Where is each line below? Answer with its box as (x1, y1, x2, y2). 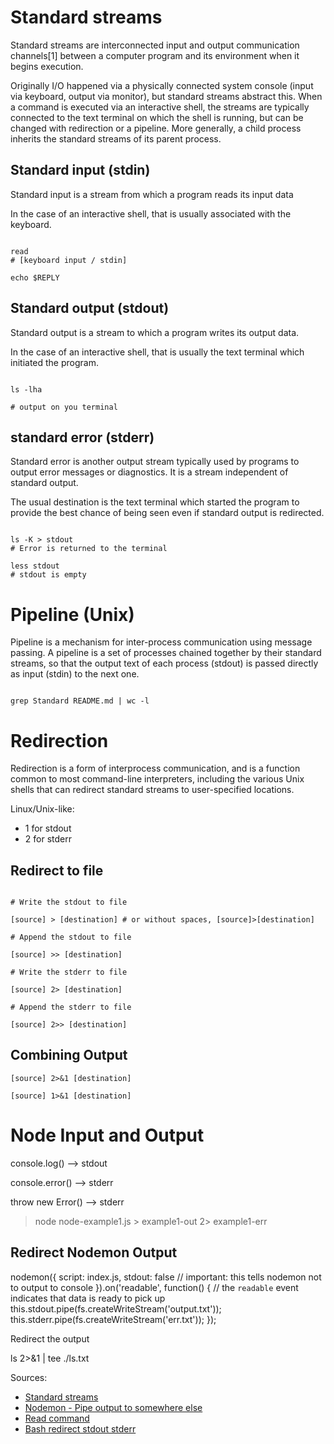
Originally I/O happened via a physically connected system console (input (10, 79, 314, 91)
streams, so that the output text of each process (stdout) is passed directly (10, 657, 319, 670)
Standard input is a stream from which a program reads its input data (10, 188, 294, 200)
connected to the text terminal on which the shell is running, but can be (10, 111, 304, 123)
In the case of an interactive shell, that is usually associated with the (10, 207, 292, 220)
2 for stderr (24, 833, 72, 845)
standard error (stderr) (10, 429, 155, 446)
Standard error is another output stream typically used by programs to (10, 456, 300, 468)
